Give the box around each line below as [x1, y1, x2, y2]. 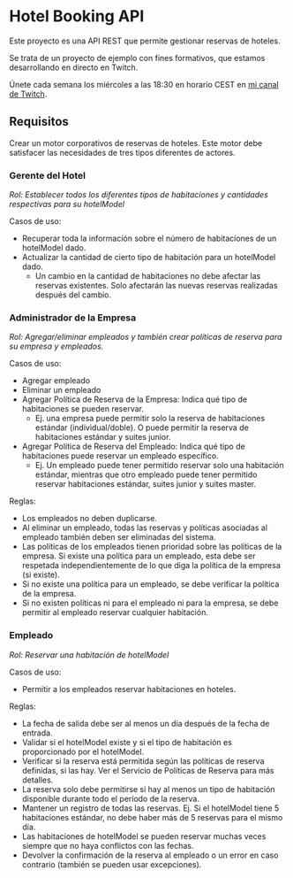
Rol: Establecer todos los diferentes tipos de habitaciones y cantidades [9, 189, 269, 200]
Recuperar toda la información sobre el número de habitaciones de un [21, 233, 277, 244]
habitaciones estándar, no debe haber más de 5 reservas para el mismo [21, 812, 283, 822]
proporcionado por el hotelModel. [21, 746, 145, 757]
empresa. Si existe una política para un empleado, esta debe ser [21, 551, 256, 561]
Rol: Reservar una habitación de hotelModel [9, 649, 169, 660]
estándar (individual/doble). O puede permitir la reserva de [34, 422, 249, 433]
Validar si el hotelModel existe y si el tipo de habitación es [21, 736, 232, 747]
